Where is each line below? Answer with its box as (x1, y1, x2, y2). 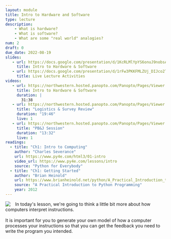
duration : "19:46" (16, 111, 56, 117)
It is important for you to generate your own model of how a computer (5, 217, 152, 223)
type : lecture (5, 17, 36, 22)
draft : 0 (5, 45, 24, 50)
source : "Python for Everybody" (14, 163, 83, 168)
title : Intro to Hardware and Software (5, 12, 90, 17)
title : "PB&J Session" (16, 126, 65, 131)
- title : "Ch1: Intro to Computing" (10, 144, 88, 150)
